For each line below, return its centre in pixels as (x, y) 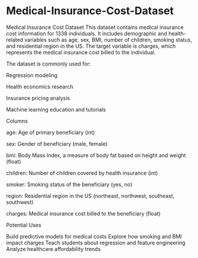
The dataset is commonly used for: (48, 64)
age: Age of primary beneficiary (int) (51, 132)
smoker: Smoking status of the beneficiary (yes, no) (69, 184)
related (15, 40)
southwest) (20, 202)
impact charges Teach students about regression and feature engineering (96, 243)
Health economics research (40, 86)
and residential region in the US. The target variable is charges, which (91, 46)
